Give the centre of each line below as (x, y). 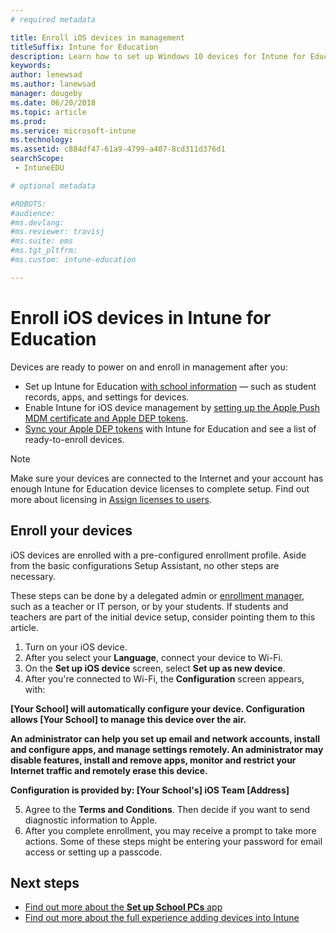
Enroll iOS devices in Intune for (141, 317)
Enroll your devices (71, 531)
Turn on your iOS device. (76, 647)
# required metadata (53, 19)
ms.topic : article (48, 112)
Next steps (45, 882)
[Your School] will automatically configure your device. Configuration (157, 708)
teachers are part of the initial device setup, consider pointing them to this (163, 617)
